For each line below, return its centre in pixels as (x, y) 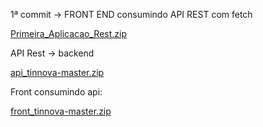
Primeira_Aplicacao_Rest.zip (68, 33)
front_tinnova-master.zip (61, 111)
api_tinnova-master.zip (57, 72)
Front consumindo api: (56, 92)
